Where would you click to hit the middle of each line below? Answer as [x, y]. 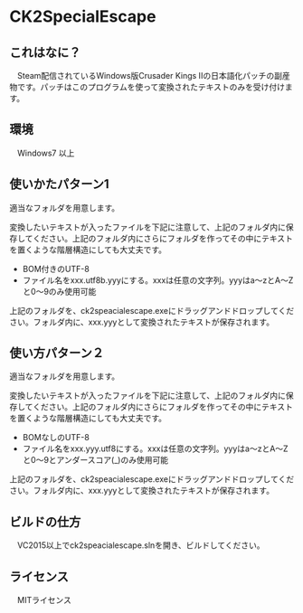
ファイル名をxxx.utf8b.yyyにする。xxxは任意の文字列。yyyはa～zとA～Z [158, 280]
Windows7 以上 [46, 153]
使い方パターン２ [57, 353]
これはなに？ [45, 52]
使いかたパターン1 [60, 184]
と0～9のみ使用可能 [59, 291]
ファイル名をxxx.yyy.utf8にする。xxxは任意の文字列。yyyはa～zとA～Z [155, 448]
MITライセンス [44, 600]
